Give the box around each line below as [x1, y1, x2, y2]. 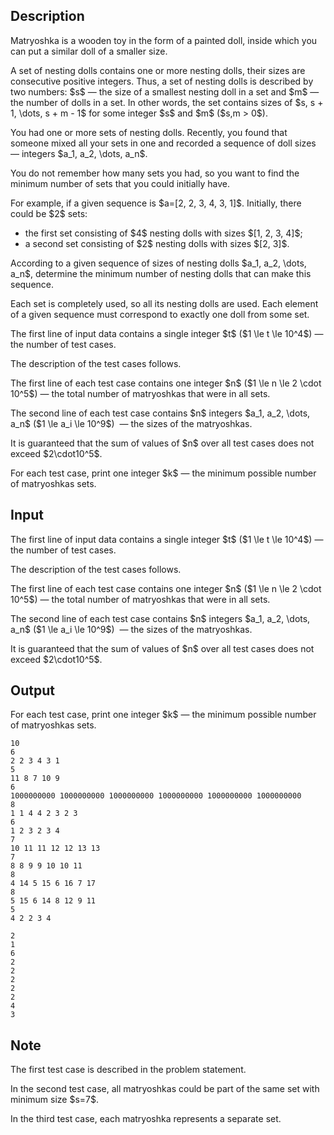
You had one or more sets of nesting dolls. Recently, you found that [10, 126, 288, 138]
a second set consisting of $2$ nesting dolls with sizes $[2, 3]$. [24, 237, 290, 249]
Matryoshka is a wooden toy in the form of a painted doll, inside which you [10, 34, 318, 46]
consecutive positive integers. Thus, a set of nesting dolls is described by [10, 75, 314, 87]
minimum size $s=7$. [10, 1094, 100, 1106]
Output [10, 682, 55, 699]
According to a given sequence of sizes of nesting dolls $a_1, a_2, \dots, [10, 257, 307, 269]
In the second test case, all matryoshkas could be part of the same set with [10, 1083, 320, 1095]
